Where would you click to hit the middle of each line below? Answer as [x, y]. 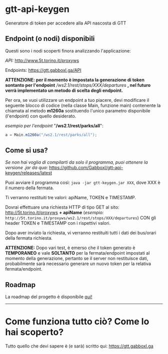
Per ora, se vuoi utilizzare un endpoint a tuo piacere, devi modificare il [77, 100]
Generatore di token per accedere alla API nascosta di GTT [66, 23]
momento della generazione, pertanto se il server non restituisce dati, [77, 259]
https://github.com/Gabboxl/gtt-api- [86, 168]
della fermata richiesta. [29, 238]
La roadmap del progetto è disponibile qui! [49, 297]
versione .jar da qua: [27, 168]
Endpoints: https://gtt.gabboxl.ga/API [43, 70]
